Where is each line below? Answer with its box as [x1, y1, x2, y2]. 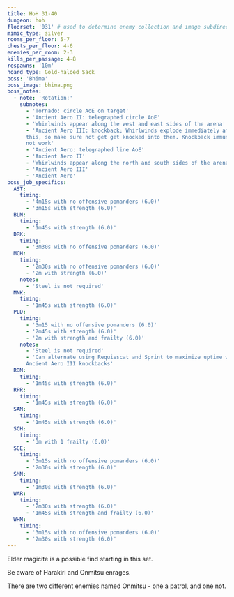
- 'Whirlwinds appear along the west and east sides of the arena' [25, 120, 226, 128]
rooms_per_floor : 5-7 [7, 36, 70, 43]
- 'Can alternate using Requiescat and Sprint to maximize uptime [25, 354, 223, 361]
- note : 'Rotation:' [13, 95, 73, 102]
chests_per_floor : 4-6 [7, 43, 73, 50]
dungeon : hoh [7, 17, 45, 24]
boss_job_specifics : [7, 179, 68, 186]
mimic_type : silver [7, 29, 64, 37]
